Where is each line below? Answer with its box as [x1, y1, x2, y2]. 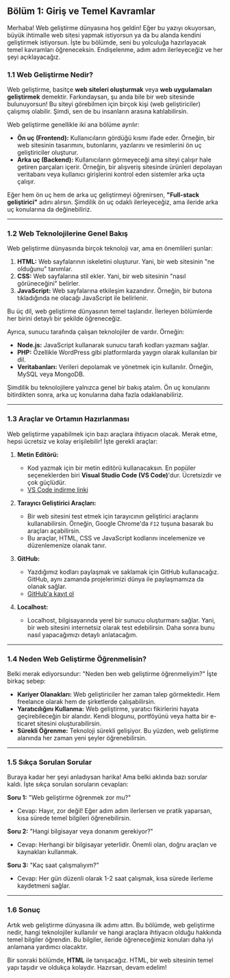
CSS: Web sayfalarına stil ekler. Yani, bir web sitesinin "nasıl [16, 272, 186, 280]
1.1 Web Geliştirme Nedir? [7, 70, 94, 79]
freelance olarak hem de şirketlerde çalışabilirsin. [16, 698, 156, 705]
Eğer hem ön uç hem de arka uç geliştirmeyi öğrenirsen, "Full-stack [7, 191, 200, 199]
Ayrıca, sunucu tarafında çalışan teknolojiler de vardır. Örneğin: [7, 328, 185, 336]
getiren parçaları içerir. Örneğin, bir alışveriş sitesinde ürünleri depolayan [16, 163, 222, 171]
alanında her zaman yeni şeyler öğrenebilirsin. [16, 734, 147, 742]
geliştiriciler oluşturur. [16, 149, 79, 157]
